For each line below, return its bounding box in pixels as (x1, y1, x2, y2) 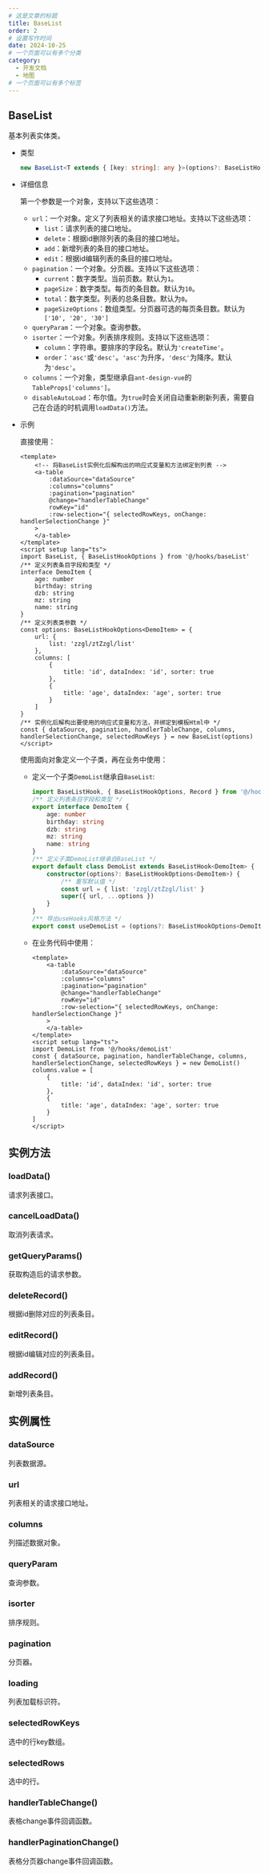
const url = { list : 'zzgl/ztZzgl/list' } (60, 884, 205, 893)
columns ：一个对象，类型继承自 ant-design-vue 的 (31, 372, 192, 382)
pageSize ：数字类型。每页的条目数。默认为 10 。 (43, 284, 199, 294)
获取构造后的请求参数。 (8, 1270, 86, 1279)
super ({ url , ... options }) (60, 892, 155, 900)
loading (8, 1678, 38, 1689)
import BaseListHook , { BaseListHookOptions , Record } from (31, 788, 237, 796)
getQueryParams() (8, 1250, 82, 1261)
